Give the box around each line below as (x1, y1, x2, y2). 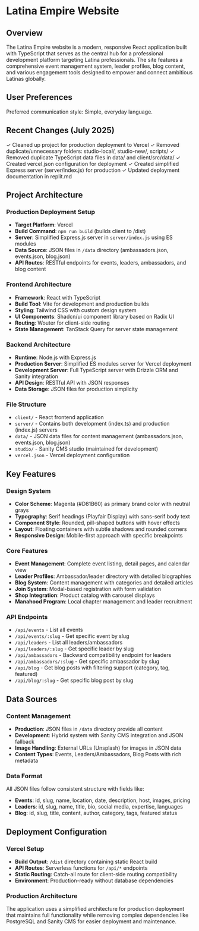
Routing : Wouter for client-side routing (14, 319, 110, 326)
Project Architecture (6, 190, 83, 200)
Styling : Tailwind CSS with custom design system (14, 306, 137, 313)
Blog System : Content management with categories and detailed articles (14, 579, 193, 586)
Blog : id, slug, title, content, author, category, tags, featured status (14, 810, 178, 817)
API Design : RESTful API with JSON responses (14, 379, 129, 386)
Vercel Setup (6, 844, 45, 853)
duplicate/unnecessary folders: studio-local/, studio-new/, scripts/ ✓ (6, 147, 175, 155)
